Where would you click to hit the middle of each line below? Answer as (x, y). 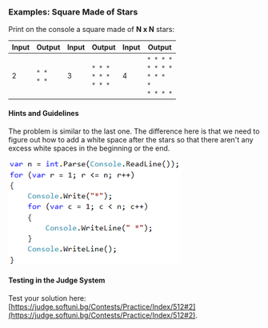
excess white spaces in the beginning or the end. (89, 148)
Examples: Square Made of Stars (73, 12)
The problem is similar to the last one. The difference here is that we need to (134, 131)
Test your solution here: (47, 298)
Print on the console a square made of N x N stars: (92, 30)
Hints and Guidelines (44, 114)
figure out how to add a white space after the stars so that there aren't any (131, 139)
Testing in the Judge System (57, 280)
